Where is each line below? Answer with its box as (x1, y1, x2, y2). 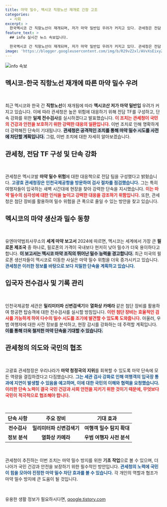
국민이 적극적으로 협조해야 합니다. (5, 392, 70, 398)
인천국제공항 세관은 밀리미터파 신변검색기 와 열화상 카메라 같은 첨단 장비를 (5, 303, 147, 308)
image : (5, 48, 19, 54)
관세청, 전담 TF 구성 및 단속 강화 (5, 150, 97, 158)
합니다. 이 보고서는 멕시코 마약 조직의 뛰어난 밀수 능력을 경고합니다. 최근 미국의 (5, 251, 156, 257)
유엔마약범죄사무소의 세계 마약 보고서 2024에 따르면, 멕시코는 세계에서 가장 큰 (5, 238, 157, 244)
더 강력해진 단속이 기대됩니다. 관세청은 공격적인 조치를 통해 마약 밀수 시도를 (5, 127, 150, 133)
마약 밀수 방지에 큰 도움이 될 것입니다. (5, 476, 78, 482)
